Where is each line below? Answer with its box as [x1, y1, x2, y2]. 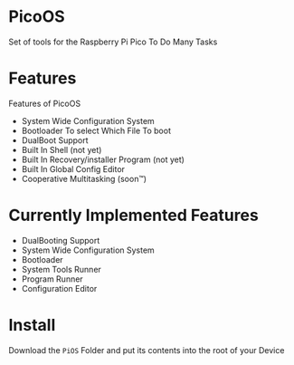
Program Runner [21, 274, 83, 284]
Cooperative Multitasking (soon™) [21, 173, 147, 184]
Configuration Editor [21, 283, 98, 293]
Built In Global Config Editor [21, 163, 126, 174]
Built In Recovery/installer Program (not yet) [21, 154, 185, 165]
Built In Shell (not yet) [21, 144, 102, 155]
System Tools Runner [21, 264, 101, 274]
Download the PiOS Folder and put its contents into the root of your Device [8, 344, 285, 355]
